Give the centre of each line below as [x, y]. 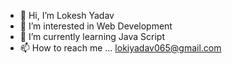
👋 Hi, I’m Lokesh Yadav [67, 15]
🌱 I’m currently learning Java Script [92, 36]
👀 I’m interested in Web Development [96, 26]
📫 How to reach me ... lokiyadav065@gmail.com [120, 48]
